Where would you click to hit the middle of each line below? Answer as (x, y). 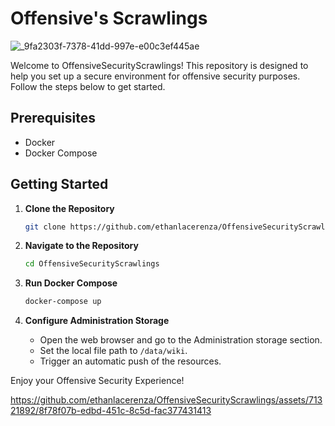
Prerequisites (53, 118)
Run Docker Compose (71, 283)
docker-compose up (63, 302)
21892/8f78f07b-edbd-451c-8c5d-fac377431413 (111, 411)
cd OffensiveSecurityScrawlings (92, 264)
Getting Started (59, 184)
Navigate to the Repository (81, 246)
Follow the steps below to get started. (88, 86)
